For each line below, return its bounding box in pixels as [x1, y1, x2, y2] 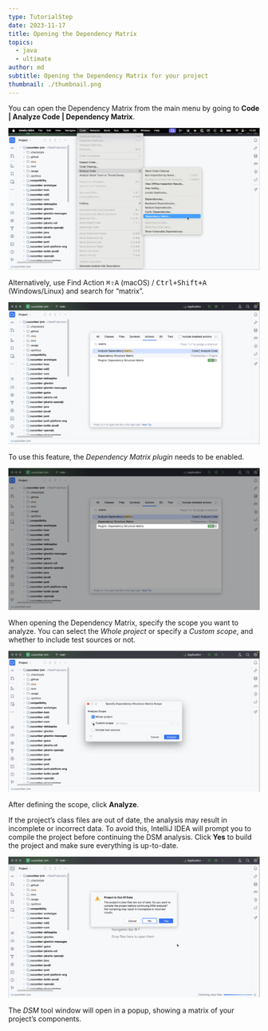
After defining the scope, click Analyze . [8, 799, 140, 809]
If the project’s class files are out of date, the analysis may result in [8, 815, 227, 825]
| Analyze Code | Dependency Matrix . [8, 112, 136, 121]
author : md [8, 64, 45, 72]
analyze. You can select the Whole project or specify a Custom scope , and [8, 626, 254, 635]
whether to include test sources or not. [8, 635, 136, 644]
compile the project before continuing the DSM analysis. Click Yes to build [8, 832, 253, 842]
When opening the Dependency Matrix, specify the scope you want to [8, 618, 239, 627]
